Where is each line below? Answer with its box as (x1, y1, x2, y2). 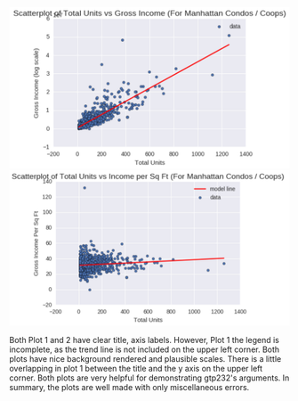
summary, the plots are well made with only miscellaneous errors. (9, 381, 250, 392)
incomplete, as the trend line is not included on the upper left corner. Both (9, 344, 280, 355)
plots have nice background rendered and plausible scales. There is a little (9, 353, 282, 364)
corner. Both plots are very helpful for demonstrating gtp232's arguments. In (9, 372, 290, 383)
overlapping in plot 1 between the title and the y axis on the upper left (9, 363, 263, 373)
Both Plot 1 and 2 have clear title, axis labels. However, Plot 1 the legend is (9, 334, 280, 345)
